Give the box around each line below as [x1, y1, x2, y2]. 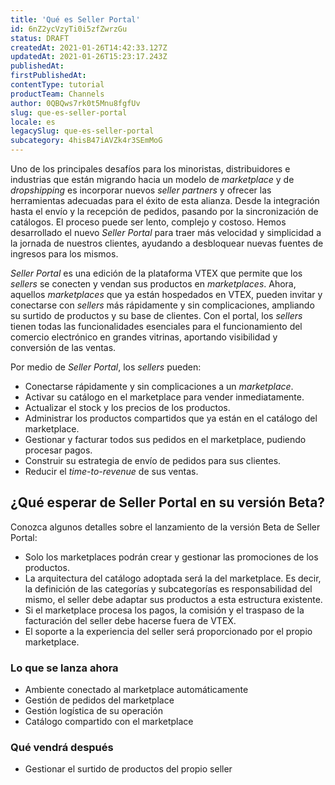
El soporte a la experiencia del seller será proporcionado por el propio [24, 625, 313, 637]
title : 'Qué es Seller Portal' [10, 14, 141, 25]
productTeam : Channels [10, 89, 105, 99]
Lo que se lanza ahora [10, 661, 119, 675]
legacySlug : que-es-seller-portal [10, 126, 155, 136]
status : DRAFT [10, 33, 70, 43]
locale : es [10, 117, 56, 127]
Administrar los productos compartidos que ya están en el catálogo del [24, 412, 318, 424]
